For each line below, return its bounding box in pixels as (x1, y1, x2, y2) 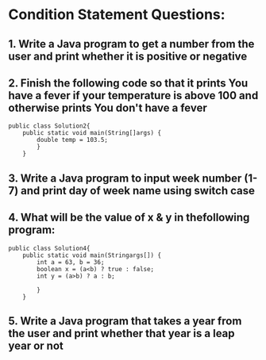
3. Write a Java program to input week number (8, 171, 242, 185)
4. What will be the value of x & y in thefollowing (8, 211, 250, 224)
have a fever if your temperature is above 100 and (8, 89, 259, 102)
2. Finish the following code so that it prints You (8, 76, 249, 90)
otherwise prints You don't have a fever (8, 101, 208, 114)
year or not (8, 339, 64, 352)
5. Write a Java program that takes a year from (8, 314, 242, 327)
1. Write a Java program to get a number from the (8, 37, 255, 51)
